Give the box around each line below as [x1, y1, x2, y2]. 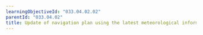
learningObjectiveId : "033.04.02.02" [5, 8, 101, 15]
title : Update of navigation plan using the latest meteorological [5, 20, 180, 26]
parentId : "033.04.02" [5, 14, 63, 20]
